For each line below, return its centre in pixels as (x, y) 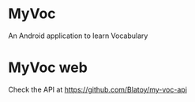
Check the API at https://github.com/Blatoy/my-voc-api (98, 89)
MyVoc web (48, 68)
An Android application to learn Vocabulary (78, 36)
